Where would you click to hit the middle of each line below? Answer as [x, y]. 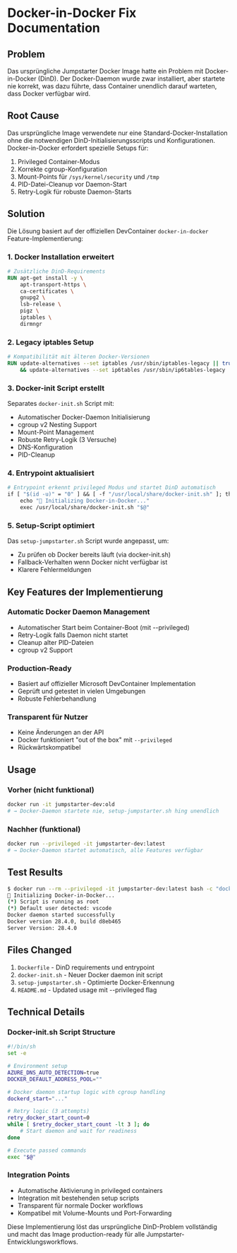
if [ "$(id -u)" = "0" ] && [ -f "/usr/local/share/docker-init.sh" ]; [115, 494]
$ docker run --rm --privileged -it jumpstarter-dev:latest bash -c [110, 889]
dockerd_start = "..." [38, 1098]
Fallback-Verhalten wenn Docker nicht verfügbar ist [92, 562]
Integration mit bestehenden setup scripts [78, 1198]
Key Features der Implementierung [85, 592]
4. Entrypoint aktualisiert [51, 473]
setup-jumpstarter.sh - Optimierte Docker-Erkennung [96, 982]
